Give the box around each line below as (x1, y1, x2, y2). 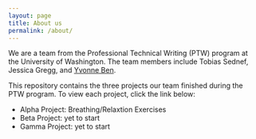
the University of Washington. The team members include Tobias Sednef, (8, 57, 249, 66)
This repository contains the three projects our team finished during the (8, 81, 243, 90)
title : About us (8, 19, 62, 27)
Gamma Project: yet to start (19, 121, 110, 132)
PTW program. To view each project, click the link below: (8, 89, 195, 99)
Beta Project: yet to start (19, 113, 100, 123)
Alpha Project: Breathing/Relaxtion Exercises (19, 105, 167, 114)
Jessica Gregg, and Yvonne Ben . (8, 66, 116, 75)
